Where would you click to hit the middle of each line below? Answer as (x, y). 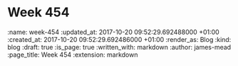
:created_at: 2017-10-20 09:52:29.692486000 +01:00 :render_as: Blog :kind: (119, 39)
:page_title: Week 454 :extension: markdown (73, 55)
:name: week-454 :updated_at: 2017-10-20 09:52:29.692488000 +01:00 (113, 32)
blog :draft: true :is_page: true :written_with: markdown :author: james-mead (119, 47)
